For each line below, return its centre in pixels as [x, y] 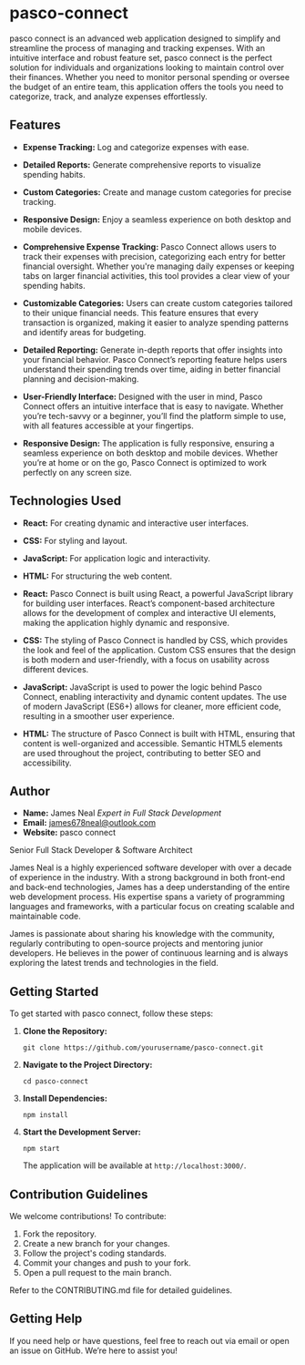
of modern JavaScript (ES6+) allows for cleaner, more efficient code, [152, 706]
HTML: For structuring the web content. [97, 576]
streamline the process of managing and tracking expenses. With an [137, 47]
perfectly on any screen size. [77, 472]
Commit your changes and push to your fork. [107, 1263]
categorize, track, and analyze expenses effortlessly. [108, 96]
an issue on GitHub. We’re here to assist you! [93, 1350]
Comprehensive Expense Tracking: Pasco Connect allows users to [149, 246]
